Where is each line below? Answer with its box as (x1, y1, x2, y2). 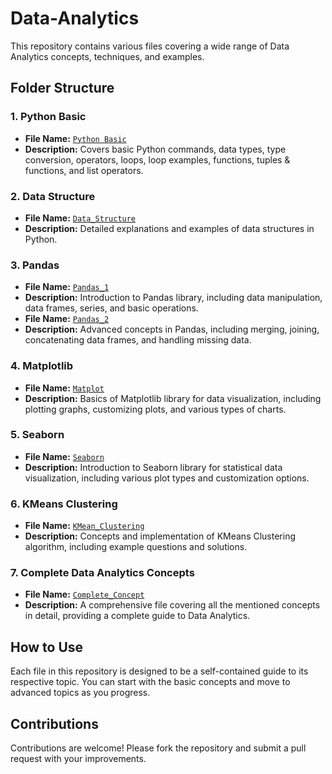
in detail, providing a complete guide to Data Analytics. (24, 610, 251, 622)
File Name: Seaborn (24, 450, 105, 462)
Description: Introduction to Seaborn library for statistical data (24, 461, 283, 473)
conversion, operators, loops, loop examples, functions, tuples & (24, 153, 291, 166)
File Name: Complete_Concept (24, 588, 145, 601)
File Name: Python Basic (24, 132, 127, 144)
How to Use (10, 638, 84, 656)
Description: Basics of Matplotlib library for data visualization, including (24, 392, 322, 404)
